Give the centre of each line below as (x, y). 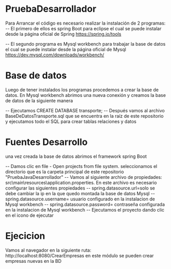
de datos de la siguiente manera (39, 100)
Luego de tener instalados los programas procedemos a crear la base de (82, 90)
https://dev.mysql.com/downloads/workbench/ (55, 55)
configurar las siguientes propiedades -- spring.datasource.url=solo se (80, 188)
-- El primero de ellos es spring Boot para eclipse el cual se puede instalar (83, 28)
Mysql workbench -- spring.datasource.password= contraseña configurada (85, 204)
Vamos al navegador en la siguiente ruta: (48, 250)
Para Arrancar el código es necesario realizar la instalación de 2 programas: (85, 23)
